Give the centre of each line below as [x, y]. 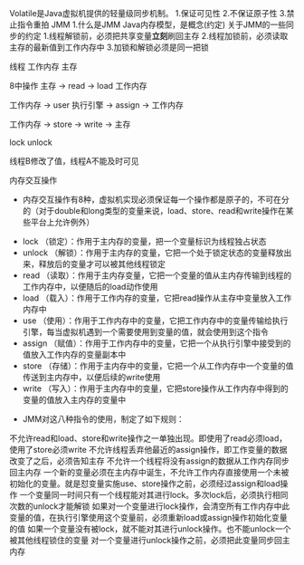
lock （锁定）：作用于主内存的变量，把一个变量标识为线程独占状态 [144, 241]
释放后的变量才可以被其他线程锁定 [102, 264]
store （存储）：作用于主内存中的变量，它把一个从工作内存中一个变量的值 [158, 366]
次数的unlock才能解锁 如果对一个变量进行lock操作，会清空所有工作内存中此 [150, 506]
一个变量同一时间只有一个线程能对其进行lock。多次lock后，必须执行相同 [154, 495]
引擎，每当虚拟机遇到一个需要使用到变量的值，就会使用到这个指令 [145, 332]
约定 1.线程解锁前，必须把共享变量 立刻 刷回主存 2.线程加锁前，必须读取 [157, 36]
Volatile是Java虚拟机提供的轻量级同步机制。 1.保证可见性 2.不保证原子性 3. [148, 13]
